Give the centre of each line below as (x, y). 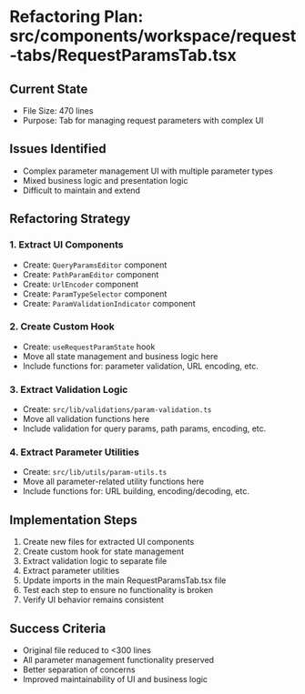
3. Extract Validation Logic (69, 389)
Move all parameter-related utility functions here (113, 482)
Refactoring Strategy (70, 219)
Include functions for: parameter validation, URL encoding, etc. (141, 366)
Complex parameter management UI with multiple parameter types (147, 171)
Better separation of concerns (79, 669)
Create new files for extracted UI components (108, 542)
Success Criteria (58, 628)
